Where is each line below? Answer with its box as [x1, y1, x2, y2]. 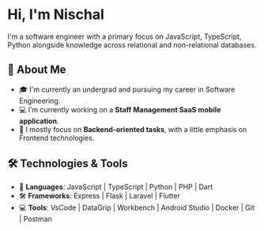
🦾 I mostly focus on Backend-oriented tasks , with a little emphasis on [18, 124, 247, 134]
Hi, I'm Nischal [7, 6, 104, 24]
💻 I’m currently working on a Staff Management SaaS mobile [18, 104, 221, 114]
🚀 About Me [7, 63, 66, 77]
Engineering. [18, 96, 61, 105]
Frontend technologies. [18, 133, 95, 142]
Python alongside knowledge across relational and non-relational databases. [7, 40, 257, 49]
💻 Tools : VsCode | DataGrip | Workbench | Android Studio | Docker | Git [18, 203, 255, 212]
